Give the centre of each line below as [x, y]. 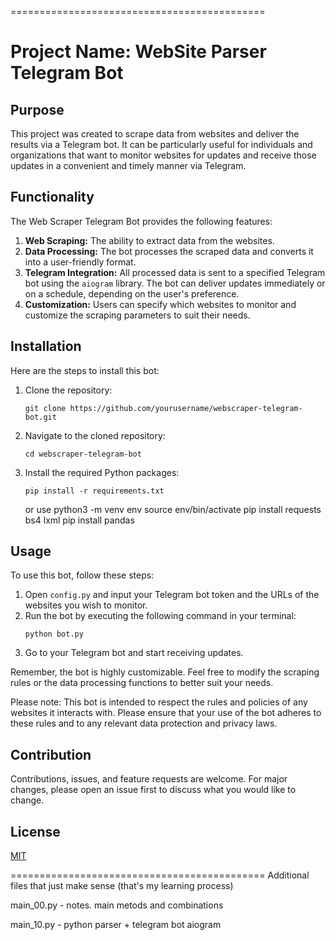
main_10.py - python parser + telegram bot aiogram [116, 925]
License [35, 831]
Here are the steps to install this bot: [85, 370]
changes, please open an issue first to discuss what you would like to [153, 790]
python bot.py [54, 634]
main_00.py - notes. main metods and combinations [117, 905]
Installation [46, 346]
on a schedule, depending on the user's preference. [132, 293]
